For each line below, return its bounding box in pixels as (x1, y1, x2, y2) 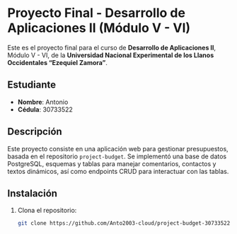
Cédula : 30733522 (17, 105, 73, 114)
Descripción (7, 126, 62, 138)
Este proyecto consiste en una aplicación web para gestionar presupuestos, (7, 144, 229, 153)
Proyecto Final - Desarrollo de (7, 5, 186, 21)
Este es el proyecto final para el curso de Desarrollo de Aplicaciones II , (7, 43, 216, 52)
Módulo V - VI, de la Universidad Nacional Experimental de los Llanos (7, 51, 214, 59)
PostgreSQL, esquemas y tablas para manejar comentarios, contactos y (7, 159, 216, 168)
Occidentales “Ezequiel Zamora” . (7, 58, 108, 66)
